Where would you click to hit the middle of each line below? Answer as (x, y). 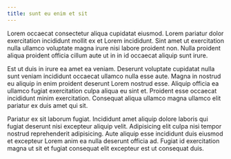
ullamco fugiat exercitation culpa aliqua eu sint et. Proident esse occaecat (112, 91)
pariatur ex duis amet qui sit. (48, 105)
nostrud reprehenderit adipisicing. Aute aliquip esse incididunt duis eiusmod (115, 133)
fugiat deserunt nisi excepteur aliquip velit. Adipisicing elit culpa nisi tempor (114, 126)
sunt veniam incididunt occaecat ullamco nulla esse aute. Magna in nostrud (114, 76)
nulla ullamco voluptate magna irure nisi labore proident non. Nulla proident (114, 48)
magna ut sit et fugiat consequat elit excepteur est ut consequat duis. (106, 148)
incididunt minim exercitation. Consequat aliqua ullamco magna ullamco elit (114, 98)
